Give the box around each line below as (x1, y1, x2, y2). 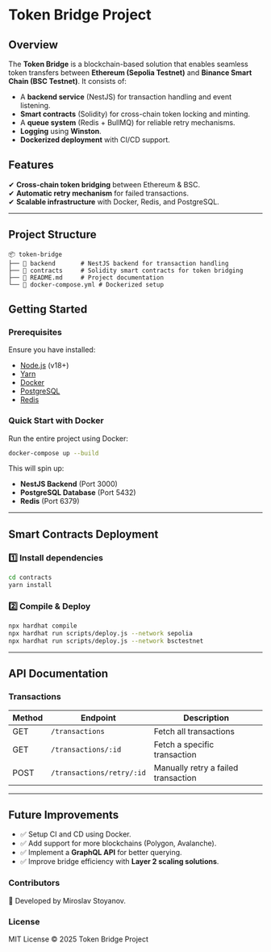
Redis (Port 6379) (19, 497, 80, 506)
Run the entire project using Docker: (8, 434, 129, 443)
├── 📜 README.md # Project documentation (8, 273, 164, 282)
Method (12, 712, 44, 723)
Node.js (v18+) (19, 361, 69, 371)
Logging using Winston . (19, 127, 102, 136)
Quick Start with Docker (8, 415, 104, 426)
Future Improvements (8, 807, 119, 821)
